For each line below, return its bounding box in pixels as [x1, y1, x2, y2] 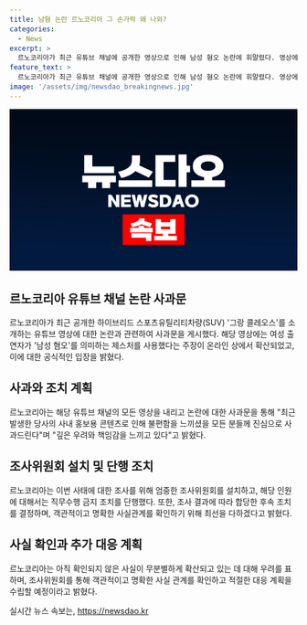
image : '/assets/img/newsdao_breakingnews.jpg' [9, 82, 195, 91]
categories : [9, 24, 55, 34]
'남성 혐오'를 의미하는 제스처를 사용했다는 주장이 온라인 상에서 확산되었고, [33, 340, 295, 351]
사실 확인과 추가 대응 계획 [9, 537, 143, 553]
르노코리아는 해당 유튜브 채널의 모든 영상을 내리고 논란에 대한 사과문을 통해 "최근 [9, 407, 296, 418]
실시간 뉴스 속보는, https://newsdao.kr [9, 605, 149, 616]
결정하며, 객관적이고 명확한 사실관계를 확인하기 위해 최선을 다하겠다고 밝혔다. [18, 507, 292, 518]
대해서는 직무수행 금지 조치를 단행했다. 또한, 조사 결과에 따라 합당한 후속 [18, 496, 275, 507]
